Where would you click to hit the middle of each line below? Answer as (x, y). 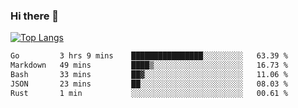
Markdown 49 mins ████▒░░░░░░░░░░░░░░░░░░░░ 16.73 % (149, 65)
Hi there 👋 (35, 16)
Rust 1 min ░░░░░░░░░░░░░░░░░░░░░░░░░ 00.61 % (149, 93)
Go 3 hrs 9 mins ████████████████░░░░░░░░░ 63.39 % (149, 56)
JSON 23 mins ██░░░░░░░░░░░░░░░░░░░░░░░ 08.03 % (149, 84)
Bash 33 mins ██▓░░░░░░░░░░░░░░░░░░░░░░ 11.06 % (149, 75)
